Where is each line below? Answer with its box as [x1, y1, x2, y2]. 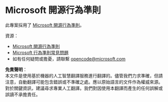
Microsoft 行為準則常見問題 [12, 49, 69, 55]
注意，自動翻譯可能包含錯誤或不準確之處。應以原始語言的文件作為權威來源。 [5, 78, 163, 85]
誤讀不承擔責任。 [5, 91, 40, 97]
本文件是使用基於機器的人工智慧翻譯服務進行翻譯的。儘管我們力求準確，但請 [5, 72, 163, 78]
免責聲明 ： [5, 66, 27, 72]
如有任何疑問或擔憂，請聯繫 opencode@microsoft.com [12, 55, 126, 61]
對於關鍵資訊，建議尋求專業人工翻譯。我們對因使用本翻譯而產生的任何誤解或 [5, 85, 163, 91]
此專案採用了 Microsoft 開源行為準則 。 [5, 22, 84, 28]
